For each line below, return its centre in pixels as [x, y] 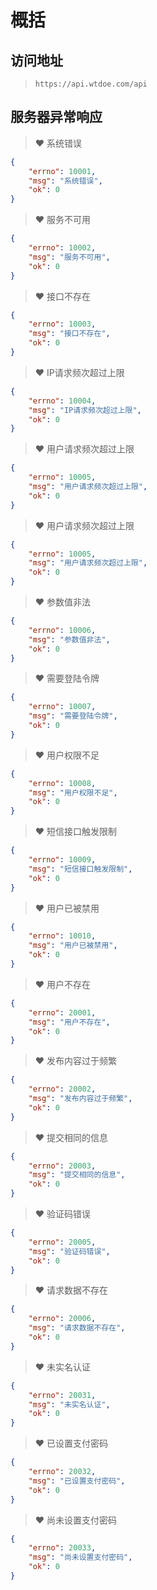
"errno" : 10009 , [62, 860]
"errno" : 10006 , [62, 630]
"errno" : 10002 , [62, 248]
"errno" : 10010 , [62, 936]
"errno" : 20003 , [62, 1166]
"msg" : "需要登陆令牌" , [73, 716]
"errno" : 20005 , [62, 1242]
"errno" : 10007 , [62, 707]
